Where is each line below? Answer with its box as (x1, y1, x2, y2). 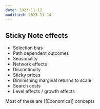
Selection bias (12, 45, 43, 51)
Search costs (12, 83, 41, 89)
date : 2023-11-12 (5, 7, 43, 13)
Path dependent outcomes (12, 50, 69, 56)
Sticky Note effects (5, 31, 68, 40)
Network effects (12, 61, 47, 67)
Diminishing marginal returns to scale (12, 77, 91, 83)
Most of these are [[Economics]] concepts (5, 98, 95, 104)
